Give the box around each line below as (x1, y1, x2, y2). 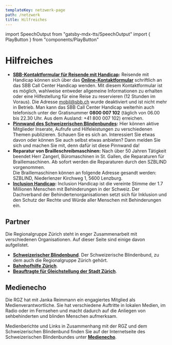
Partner (5, 217, 30, 226)
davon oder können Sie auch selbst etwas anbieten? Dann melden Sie (12, 137, 161, 143)
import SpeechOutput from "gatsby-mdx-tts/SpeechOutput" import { (5, 31, 150, 37)
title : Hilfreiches (5, 17, 47, 22)
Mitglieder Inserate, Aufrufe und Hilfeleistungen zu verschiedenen (12, 126, 152, 132)
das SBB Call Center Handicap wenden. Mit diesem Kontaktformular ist (12, 83, 163, 89)
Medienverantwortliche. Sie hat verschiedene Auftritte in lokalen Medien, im (5, 302, 166, 308)
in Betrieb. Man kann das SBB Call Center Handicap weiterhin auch (12, 104, 155, 110)
